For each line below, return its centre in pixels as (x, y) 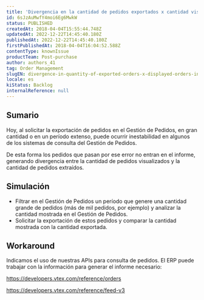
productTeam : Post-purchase (42, 57)
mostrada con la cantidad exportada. (61, 227)
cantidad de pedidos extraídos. (45, 167)
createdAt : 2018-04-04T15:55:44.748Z (54, 29)
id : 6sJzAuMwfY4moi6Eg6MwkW (42, 18)
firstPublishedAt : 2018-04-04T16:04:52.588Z (63, 46)
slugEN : (16, 74)
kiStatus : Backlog (29, 85)
